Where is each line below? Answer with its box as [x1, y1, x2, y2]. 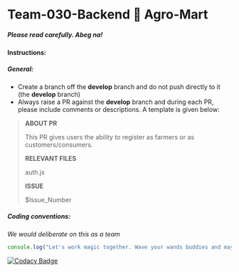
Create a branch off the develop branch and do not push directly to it [17, 83, 221, 91]
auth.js [24, 168, 45, 177]
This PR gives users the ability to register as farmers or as [24, 133, 194, 142]
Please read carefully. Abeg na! [7, 30, 103, 38]
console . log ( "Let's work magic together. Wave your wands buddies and [7, 244, 221, 251]
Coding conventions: [7, 211, 71, 220]
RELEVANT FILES [24, 155, 77, 163]
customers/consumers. [24, 140, 93, 149]
